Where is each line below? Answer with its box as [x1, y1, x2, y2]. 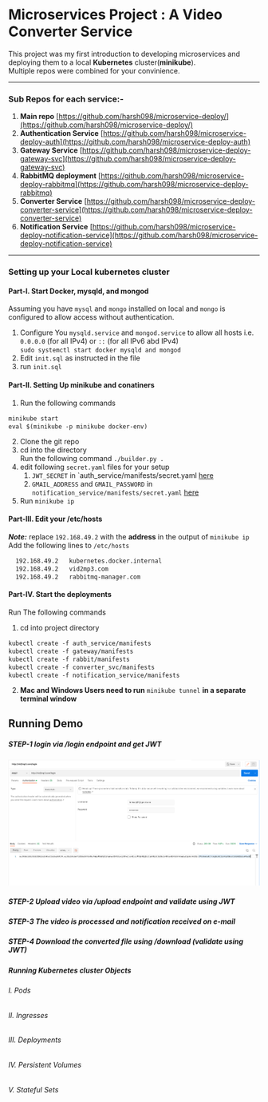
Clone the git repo [19, 436, 80, 446]
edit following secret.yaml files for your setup [19, 462, 170, 471]
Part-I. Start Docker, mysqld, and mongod [8, 286, 149, 296]
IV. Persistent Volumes [8, 1060, 82, 1069]
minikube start [8, 414, 59, 423]
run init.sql [19, 362, 62, 372]
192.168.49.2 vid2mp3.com [15, 565, 109, 573]
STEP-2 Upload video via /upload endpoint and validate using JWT [8, 897, 235, 906]
